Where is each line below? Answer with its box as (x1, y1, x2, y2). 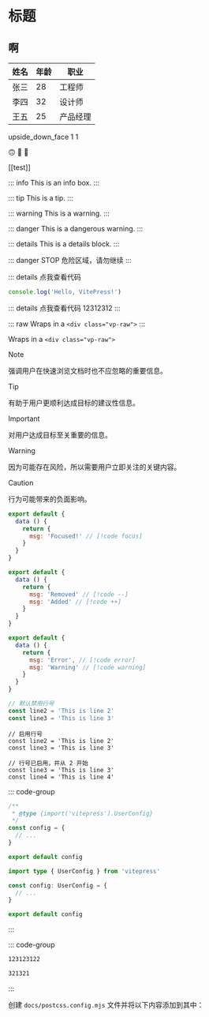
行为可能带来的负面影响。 (8, 494, 91, 504)
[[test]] (8, 163, 32, 172)
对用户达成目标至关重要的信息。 (8, 430, 112, 439)
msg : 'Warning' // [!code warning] (28, 663, 147, 671)
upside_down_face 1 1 (8, 132, 79, 141)
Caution (8, 478, 34, 487)
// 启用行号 (8, 730, 43, 738)
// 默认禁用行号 (8, 700, 54, 707)
